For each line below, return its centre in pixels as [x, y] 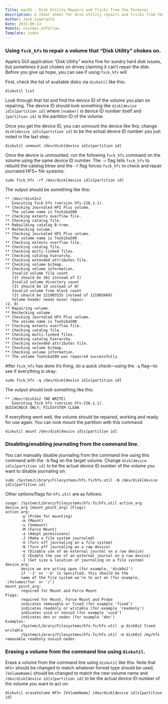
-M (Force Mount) [39, 529]
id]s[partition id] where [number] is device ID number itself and [73, 111]
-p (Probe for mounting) [46, 516]
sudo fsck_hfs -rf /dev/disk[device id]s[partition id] [64, 180]
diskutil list [20, 91]
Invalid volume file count [40, 274]
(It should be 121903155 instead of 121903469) [62, 295]
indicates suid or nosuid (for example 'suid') [71, 613]
